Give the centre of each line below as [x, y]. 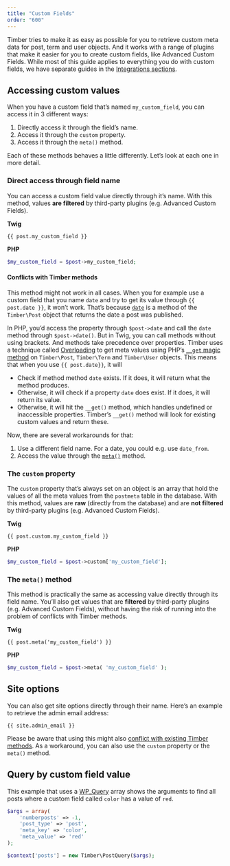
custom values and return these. [63, 421]
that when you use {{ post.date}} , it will [65, 364]
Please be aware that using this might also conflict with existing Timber [108, 738]
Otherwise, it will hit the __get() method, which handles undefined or [115, 407]
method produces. [43, 385]
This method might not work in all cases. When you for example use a [106, 293]
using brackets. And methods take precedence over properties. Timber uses [115, 342]
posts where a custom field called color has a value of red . [90, 799]
